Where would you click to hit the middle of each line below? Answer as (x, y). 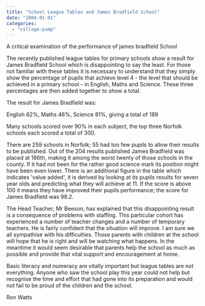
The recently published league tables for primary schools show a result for (100, 58)
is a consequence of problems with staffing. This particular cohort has (95, 215)
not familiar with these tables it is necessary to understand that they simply (101, 72)
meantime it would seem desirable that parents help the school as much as (101, 248)
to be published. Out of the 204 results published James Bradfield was (95, 151)
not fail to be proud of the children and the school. (69, 286)
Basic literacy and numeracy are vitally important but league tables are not (100, 266)
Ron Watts (19, 297)
